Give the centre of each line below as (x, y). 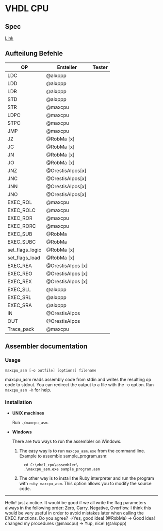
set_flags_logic (24, 250)
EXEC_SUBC (22, 242)
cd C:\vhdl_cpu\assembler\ (51, 465)
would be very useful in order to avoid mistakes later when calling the (74, 513)
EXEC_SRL (19, 297)
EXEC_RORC (22, 226)
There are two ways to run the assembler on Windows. (67, 441)
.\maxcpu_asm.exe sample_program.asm (62, 469)
